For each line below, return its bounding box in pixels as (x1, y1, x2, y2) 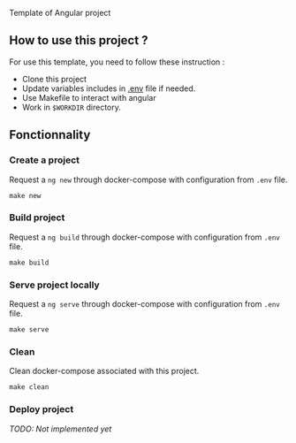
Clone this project (21, 73, 87, 84)
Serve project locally (9, 279, 100, 291)
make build (9, 258, 49, 267)
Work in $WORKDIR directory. (21, 102, 121, 112)
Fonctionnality (9, 127, 91, 142)
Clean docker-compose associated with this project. (9, 366, 200, 377)
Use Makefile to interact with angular (21, 92, 156, 103)
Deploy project (9, 403, 74, 416)
